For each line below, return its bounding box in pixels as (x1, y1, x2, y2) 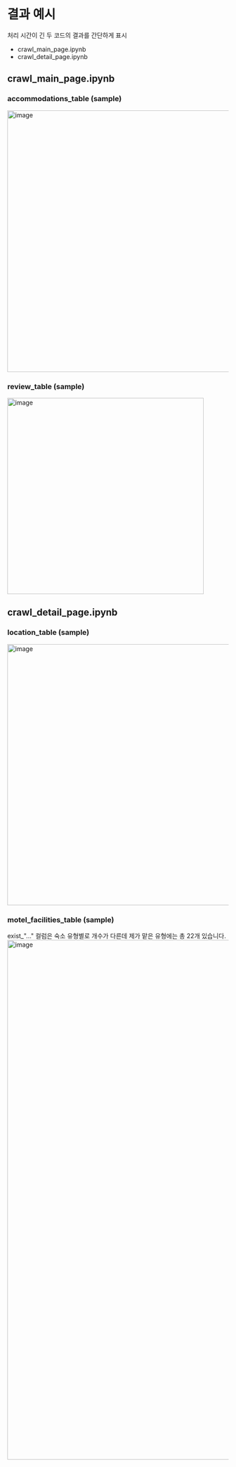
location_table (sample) (7, 628, 90, 638)
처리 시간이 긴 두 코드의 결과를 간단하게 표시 (7, 31, 128, 39)
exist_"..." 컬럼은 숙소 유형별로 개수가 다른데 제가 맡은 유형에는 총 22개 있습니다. (7, 931, 227, 940)
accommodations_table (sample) (7, 94, 122, 104)
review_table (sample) (7, 381, 85, 391)
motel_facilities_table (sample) (7, 914, 114, 924)
